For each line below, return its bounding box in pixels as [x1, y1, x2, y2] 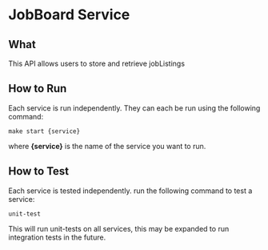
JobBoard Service [8, 6, 130, 24]
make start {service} [8, 127, 81, 135]
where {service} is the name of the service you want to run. [8, 141, 206, 151]
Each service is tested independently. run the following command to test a [8, 186, 253, 196]
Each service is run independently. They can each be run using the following [8, 103, 261, 113]
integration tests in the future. [8, 232, 106, 242]
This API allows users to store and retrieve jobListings [8, 58, 186, 68]
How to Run [8, 82, 67, 95]
